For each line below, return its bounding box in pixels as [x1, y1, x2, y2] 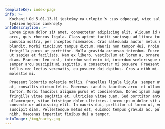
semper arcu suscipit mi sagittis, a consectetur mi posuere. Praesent [9, 62, 160, 67]
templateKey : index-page [5, 7, 56, 12]
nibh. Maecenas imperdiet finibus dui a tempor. [9, 112, 111, 117]
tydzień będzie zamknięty [9, 21, 63, 26]
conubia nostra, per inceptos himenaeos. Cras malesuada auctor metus [9, 39, 157, 44]
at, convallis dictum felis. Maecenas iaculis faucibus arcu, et [9, 84, 146, 89]
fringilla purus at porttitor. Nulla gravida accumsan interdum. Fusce [9, 48, 160, 53]
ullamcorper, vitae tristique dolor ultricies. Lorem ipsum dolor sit [9, 98, 157, 103]
